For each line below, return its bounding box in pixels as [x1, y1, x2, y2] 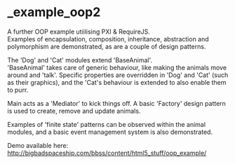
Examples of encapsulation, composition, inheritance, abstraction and [7, 34, 209, 43]
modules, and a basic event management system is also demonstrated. [7, 128, 213, 136]
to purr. [7, 86, 29, 94]
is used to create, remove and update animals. [7, 107, 141, 115]
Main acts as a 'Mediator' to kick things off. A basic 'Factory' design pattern [7, 99, 227, 107]
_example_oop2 [7, 4, 101, 20]
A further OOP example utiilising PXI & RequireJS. [7, 27, 151, 36]
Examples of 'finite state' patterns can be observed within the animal [7, 120, 206, 128]
